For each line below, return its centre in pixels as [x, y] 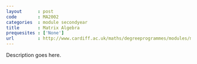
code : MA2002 [33, 17]
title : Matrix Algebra [43, 28]
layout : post [30, 11]
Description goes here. [34, 55]
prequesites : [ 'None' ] [35, 33]
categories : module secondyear [47, 22]
